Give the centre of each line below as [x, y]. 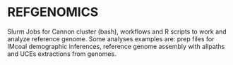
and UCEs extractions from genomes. [62, 54]
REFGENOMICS [53, 12]
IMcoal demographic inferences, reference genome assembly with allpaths [116, 46]
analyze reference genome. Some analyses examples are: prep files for [111, 38]
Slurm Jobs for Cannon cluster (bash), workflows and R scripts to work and [117, 31]
